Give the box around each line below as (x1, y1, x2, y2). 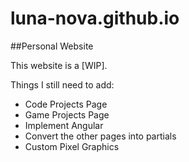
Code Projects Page (24, 98, 108, 110)
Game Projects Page (24, 108, 110, 121)
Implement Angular (24, 119, 104, 131)
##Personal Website (10, 40, 94, 52)
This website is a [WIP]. (10, 59, 108, 71)
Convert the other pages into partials (24, 130, 177, 142)
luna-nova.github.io (10, 7, 180, 30)
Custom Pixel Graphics (24, 140, 120, 152)
